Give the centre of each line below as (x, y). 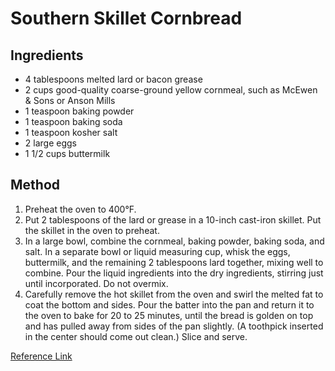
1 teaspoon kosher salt (71, 132)
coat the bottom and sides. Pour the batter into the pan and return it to (169, 304)
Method (35, 185)
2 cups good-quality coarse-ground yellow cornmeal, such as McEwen (171, 90)
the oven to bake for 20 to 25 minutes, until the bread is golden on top (169, 315)
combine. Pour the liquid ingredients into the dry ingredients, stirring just (174, 273)
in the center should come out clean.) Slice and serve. (136, 336)
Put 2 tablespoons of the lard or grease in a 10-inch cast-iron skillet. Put (173, 219)
